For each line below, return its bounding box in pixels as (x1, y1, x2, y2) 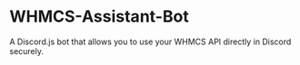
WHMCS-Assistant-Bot (9, 6, 189, 27)
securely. (9, 45, 44, 56)
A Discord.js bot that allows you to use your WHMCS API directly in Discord (9, 36, 292, 47)
